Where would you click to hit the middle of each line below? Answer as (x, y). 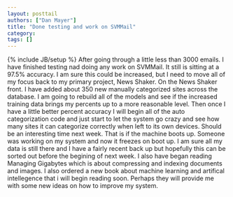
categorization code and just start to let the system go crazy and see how (113, 119)
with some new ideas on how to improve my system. (83, 186)
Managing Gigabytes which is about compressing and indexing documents (115, 163)
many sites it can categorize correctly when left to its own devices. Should (114, 126)
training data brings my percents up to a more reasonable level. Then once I (116, 104)
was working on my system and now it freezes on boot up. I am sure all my (115, 141)
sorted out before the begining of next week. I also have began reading (110, 156)
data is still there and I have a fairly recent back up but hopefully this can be (116, 149)
